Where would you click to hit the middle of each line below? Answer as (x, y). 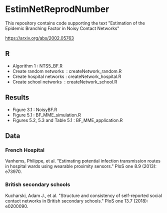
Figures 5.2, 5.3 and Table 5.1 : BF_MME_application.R (67, 120)
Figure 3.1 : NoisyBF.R (35, 109)
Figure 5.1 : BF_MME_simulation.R (46, 115)
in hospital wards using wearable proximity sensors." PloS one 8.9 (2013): (81, 166)
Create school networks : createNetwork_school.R (65, 81)
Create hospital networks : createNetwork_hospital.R (67, 76)
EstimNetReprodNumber (57, 9)
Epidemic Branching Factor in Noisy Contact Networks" (62, 28)
